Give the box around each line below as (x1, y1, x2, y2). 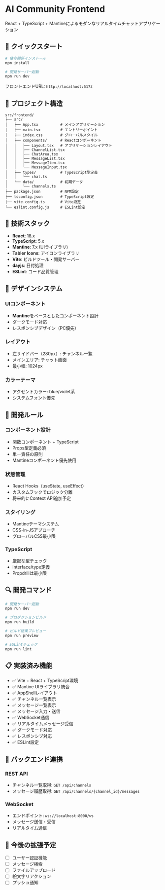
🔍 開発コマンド (5, 586, 52, 594)
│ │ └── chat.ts (5, 174, 48, 180)
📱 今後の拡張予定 (5, 841, 57, 849)
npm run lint (5, 646, 32, 652)
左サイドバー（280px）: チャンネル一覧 (12, 350, 93, 356)
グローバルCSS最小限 (12, 533, 56, 539)
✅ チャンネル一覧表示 (12, 696, 57, 702)
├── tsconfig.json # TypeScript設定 (5, 194, 95, 199)
